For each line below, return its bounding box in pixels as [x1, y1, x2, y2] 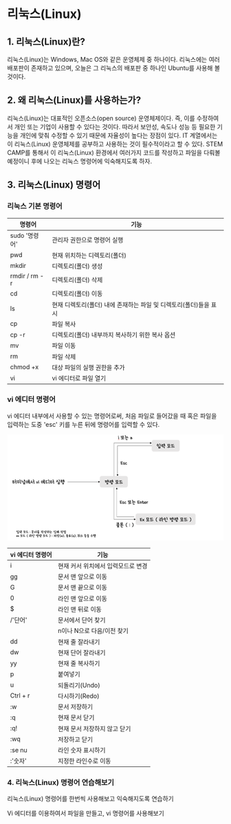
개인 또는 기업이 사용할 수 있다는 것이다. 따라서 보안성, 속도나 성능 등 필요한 [14, 122, 216, 131]
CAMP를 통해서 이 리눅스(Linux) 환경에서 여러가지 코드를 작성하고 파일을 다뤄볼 [7, 148, 221, 157]
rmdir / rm [10, 272, 39, 280]
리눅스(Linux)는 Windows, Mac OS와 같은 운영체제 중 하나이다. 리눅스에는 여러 [7, 56, 220, 63]
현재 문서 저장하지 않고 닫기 [58, 724, 131, 733]
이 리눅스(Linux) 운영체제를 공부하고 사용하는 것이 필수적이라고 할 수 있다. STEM [7, 140, 223, 148]
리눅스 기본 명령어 [7, 201, 63, 211]
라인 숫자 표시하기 [58, 746, 106, 755]
